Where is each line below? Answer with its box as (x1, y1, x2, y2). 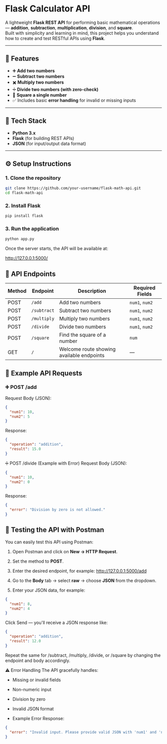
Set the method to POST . (12, 558, 64, 564)
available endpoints (59, 352, 105, 359)
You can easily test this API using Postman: (5, 539, 93, 545)
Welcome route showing (59, 346, 116, 353)
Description (78, 287, 106, 294)
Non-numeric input (12, 686, 52, 692)
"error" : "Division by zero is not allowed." (9, 507, 106, 512)
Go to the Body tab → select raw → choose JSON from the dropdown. (12, 577, 157, 583)
